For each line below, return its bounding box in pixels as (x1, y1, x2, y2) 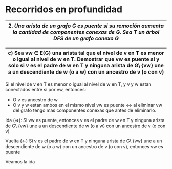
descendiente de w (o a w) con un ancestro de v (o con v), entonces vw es (5, 143, 164, 149)
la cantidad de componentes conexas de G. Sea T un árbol (12, 28, 160, 35)
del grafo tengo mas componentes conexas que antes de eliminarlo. (12, 107, 157, 113)
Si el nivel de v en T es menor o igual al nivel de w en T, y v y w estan (5, 81, 152, 87)
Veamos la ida (5, 158, 35, 164)
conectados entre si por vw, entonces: (5, 86, 87, 92)
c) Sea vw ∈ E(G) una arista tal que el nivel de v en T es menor (8, 49, 164, 56)
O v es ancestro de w (12, 96, 58, 103)
